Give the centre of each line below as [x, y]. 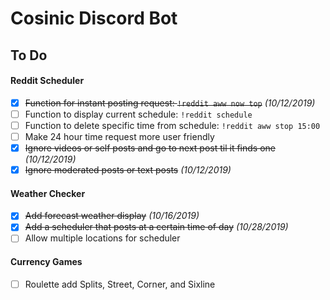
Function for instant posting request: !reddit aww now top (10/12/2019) [170, 103]
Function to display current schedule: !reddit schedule [138, 114]
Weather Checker [48, 193]
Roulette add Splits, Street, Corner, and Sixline [120, 284]
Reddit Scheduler [47, 81]
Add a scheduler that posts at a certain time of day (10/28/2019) [156, 227]
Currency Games [46, 262]
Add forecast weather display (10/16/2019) [112, 216]
